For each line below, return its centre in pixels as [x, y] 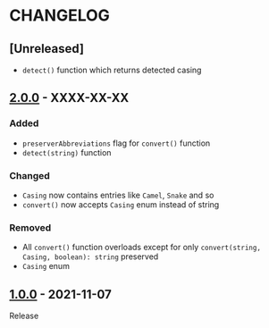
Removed [30, 227]
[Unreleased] [47, 49]
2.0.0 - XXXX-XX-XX [69, 98]
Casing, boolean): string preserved [90, 257]
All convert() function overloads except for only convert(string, [142, 248]
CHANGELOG [59, 16]
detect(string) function [67, 152]
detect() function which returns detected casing [112, 70]
